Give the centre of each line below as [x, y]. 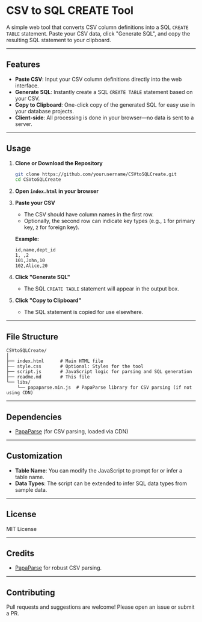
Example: [27, 239]
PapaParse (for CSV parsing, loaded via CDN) [72, 431]
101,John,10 [30, 261]
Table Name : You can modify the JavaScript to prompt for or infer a [99, 470]
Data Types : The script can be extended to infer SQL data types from [101, 483]
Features [23, 65]
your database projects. [44, 111]
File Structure [32, 337]
